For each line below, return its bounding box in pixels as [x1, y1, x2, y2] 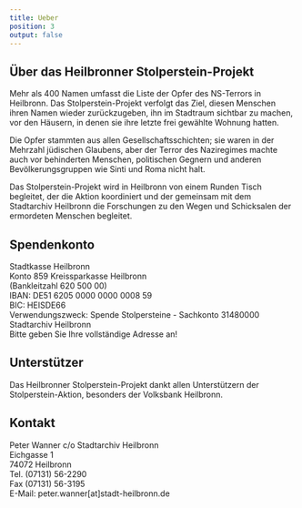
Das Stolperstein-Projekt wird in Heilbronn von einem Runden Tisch [9, 181, 262, 192]
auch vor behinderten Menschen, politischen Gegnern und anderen [9, 154, 262, 165]
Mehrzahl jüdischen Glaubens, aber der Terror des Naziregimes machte [9, 145, 278, 156]
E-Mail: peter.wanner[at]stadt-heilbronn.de [9, 488, 170, 499]
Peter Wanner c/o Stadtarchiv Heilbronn [9, 439, 159, 451]
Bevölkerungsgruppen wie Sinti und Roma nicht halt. [9, 164, 206, 175]
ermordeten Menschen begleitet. [9, 210, 133, 221]
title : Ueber [9, 13, 59, 23]
